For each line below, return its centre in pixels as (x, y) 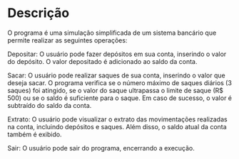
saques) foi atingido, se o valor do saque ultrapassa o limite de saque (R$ (115, 90)
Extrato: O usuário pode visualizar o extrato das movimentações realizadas (117, 119)
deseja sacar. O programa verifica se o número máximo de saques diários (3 (119, 82)
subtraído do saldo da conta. (50, 105)
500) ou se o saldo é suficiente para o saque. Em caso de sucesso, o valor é (120, 98)
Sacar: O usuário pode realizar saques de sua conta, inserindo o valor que (117, 75)
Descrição (39, 13)
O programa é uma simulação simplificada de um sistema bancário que (112, 33)
